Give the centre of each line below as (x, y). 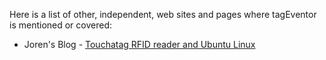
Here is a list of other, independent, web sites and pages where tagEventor (163, 14)
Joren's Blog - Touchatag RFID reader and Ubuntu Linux (139, 44)
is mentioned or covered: (61, 25)
